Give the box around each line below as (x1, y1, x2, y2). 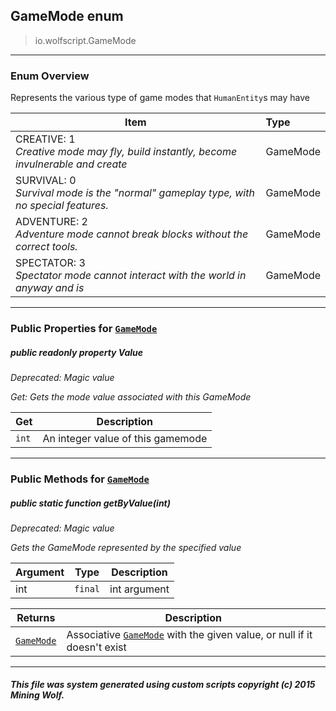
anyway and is (15, 281, 85, 295)
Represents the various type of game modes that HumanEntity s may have (10, 92, 310, 104)
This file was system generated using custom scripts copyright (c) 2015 (10, 679, 316, 691)
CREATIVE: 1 (15, 132, 76, 146)
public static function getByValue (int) (10, 497, 171, 509)
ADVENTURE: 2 (15, 215, 88, 229)
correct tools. (15, 240, 78, 254)
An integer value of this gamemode (42, 432, 208, 445)
